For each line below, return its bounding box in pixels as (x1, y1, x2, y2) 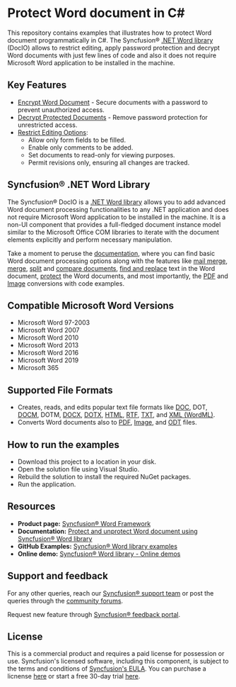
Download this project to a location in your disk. (17, 457, 157, 466)
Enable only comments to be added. (28, 143, 134, 152)
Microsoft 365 (17, 364, 59, 372)
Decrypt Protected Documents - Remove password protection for (17, 113, 208, 121)
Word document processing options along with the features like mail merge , (7, 257, 228, 265)
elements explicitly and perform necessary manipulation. (7, 235, 173, 244)
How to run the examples (7, 438, 120, 451)
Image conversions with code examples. (7, 279, 125, 288)
